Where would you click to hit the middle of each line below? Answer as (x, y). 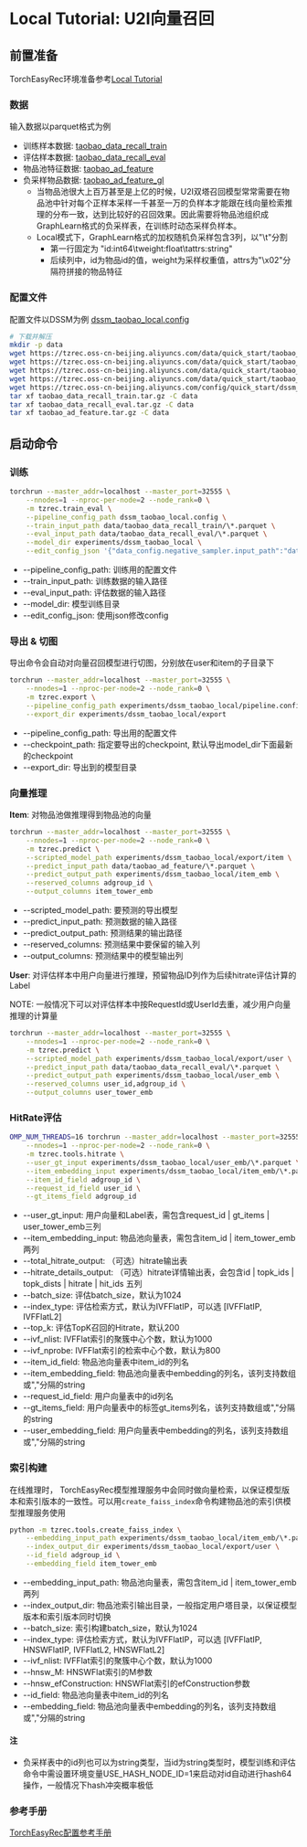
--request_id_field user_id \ (84, 1188)
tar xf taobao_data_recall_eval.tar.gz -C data (102, 404)
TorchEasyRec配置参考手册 (61, 1832)
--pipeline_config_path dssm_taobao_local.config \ (126, 517)
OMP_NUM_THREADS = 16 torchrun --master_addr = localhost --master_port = (145, 1137)
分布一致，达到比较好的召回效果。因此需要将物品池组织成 (161, 215)
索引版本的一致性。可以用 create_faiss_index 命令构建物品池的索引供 (154, 1501)
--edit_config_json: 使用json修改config (95, 616)
